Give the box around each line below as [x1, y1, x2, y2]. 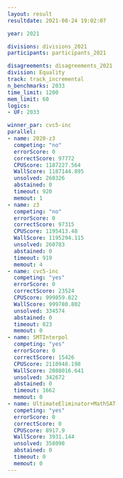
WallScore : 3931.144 [14, 433, 75, 441]
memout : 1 [14, 194, 43, 202]
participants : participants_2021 [7, 49, 107, 57]
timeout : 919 [14, 254, 53, 261]
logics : [7, 102, 31, 109]
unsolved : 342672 [14, 374, 65, 381]
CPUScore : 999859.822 [14, 294, 78, 301]
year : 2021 [7, 30, 40, 37]
